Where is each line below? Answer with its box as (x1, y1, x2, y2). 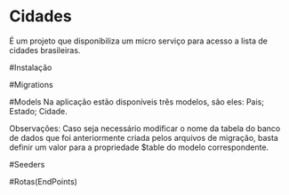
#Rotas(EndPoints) (9, 175, 78, 187)
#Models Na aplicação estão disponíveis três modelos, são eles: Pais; (9, 96, 265, 107)
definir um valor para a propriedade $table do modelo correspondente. (9, 142, 269, 152)
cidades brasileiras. (9, 44, 81, 55)
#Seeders (9, 159, 45, 169)
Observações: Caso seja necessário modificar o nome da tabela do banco (9, 122, 281, 134)
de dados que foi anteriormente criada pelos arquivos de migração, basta (9, 132, 278, 143)
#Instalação (9, 62, 52, 73)
